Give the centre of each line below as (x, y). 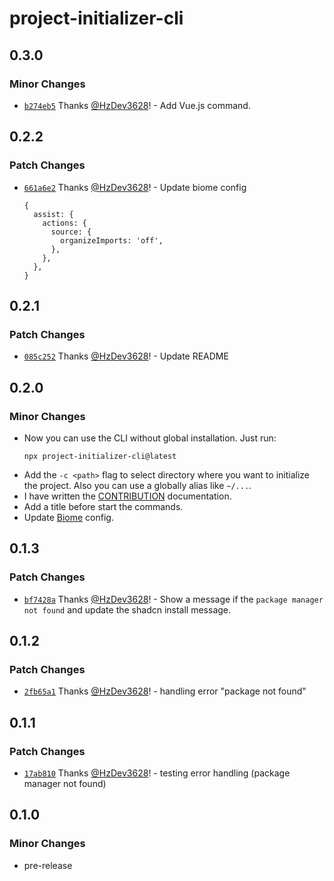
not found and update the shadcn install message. (127, 609)
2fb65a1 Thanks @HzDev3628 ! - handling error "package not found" (165, 691)
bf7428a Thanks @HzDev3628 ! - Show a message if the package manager (173, 599)
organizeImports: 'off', (112, 240)
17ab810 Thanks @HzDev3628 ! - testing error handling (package (157, 773)
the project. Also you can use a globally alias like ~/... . (137, 485)
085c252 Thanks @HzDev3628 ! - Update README (126, 356)
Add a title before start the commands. (103, 506)
